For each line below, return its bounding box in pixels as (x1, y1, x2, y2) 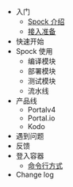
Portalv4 (27, 105, 56, 114)
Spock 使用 (15, 47, 53, 55)
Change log (15, 170, 54, 179)
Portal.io (27, 113, 56, 123)
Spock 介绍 (27, 17, 65, 26)
